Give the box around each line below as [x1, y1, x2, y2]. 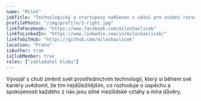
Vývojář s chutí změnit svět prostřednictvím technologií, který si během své [6, 75, 191, 82]
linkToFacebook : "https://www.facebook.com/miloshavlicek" [6, 25, 157, 32]
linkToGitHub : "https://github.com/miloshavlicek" [6, 36, 135, 42]
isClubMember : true [6, 53, 55, 59]
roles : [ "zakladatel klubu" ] [6, 59, 79, 65]
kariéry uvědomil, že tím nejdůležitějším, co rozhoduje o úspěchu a [6, 81, 171, 88]
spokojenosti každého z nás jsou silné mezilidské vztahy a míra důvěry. [6, 88, 182, 95]
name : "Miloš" [6, 8, 42, 15]
